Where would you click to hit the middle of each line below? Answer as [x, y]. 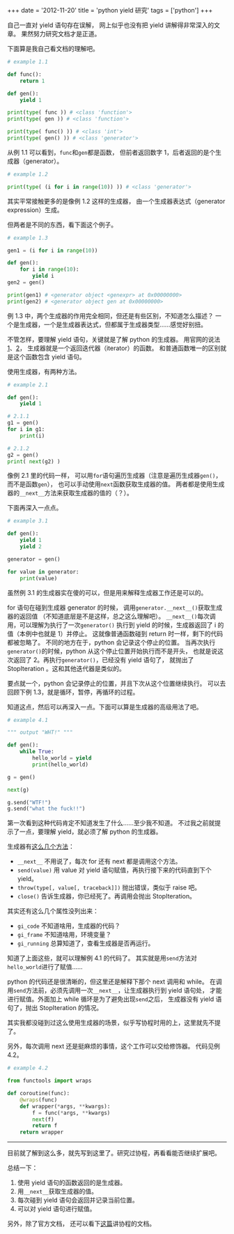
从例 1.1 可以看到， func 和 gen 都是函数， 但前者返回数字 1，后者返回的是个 [111, 152]
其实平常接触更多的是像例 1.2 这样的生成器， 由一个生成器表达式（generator [116, 201]
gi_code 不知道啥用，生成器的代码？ [69, 926]
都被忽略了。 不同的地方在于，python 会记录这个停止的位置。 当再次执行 [111, 642]
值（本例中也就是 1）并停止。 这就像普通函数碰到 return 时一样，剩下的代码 [115, 633]
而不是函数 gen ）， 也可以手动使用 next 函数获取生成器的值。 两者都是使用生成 [116, 484]
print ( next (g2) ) [34, 461]
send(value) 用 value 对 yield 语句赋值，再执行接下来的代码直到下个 [115, 870]
